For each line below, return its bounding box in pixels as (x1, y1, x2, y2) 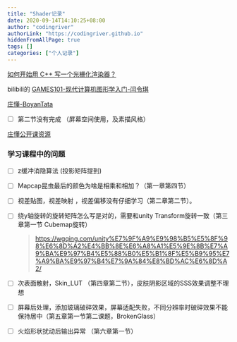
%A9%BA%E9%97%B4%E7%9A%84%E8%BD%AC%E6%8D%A (35, 257, 228, 265)
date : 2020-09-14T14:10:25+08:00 (7, 17, 106, 24)
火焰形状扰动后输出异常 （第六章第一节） (17, 326, 138, 335)
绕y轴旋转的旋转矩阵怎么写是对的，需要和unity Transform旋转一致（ (17, 212, 217, 220)
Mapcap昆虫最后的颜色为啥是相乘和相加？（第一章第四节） (17, 181, 190, 190)
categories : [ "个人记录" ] (7, 50, 80, 57)
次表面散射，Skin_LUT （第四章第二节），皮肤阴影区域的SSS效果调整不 (17, 279, 224, 288)
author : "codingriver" (7, 23, 74, 30)
